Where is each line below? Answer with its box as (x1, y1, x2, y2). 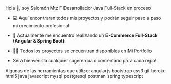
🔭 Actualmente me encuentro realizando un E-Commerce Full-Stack (12, 32, 158, 38)
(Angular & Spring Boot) (12, 38, 65, 44)
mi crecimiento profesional (12, 23, 69, 28)
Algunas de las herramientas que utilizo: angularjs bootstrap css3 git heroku (5, 68, 166, 74)
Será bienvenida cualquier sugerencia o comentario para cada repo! (12, 58, 157, 64)
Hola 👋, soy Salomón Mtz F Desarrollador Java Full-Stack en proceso (5, 5, 151, 11)
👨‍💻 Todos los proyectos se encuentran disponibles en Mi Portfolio (12, 48, 152, 54)
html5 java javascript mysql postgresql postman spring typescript (5, 73, 143, 79)
